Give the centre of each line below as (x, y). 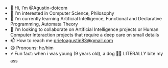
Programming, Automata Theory (44, 24)
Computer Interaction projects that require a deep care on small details (85, 35)
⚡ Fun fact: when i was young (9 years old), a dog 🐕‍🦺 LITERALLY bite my (87, 54)
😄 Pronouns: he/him (32, 48)
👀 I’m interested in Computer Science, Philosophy (62, 13)
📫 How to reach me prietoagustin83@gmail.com (62, 40)
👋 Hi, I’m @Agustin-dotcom (39, 8)
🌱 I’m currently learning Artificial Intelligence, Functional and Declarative (86, 19)
